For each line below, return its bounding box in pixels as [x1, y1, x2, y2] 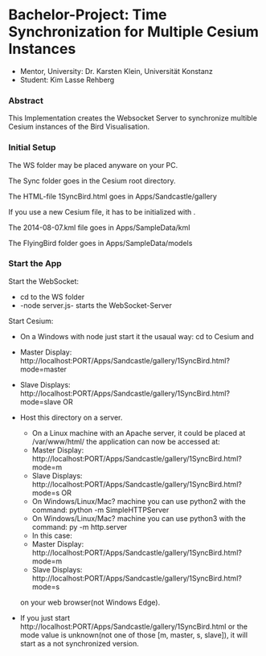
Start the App [8, 258, 62, 269]
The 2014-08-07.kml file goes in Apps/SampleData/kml [8, 223, 190, 232]
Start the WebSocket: [8, 276, 79, 286]
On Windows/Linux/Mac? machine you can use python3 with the [31, 513, 247, 523]
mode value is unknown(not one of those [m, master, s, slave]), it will [19, 629, 248, 640]
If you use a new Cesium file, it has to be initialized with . [8, 207, 196, 216]
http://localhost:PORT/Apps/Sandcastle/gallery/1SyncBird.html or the [19, 621, 248, 631]
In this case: [31, 531, 72, 540]
